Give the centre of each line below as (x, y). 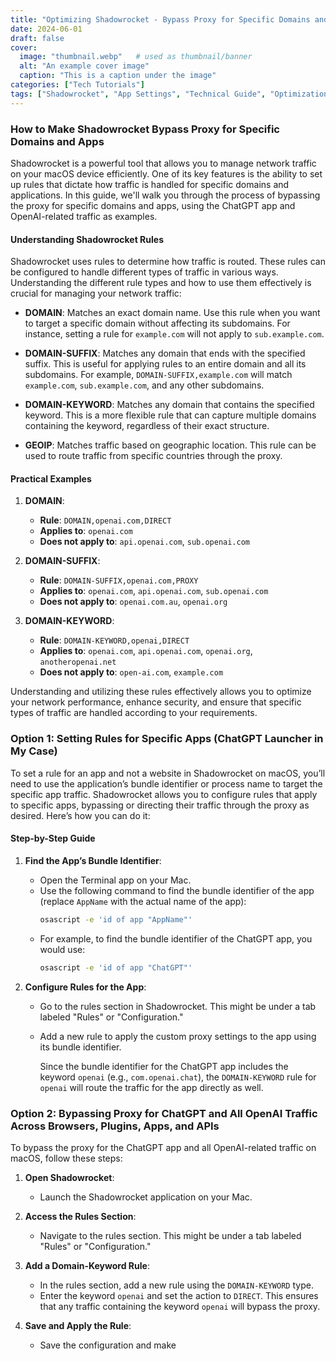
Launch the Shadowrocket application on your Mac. (146, 1197)
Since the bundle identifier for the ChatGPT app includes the (164, 1066)
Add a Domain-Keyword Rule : (87, 1265)
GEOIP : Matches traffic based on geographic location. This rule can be (170, 445)
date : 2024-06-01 (46, 29)
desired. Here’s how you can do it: (80, 815)
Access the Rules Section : (80, 1216)
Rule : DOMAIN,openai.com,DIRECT (105, 520)
